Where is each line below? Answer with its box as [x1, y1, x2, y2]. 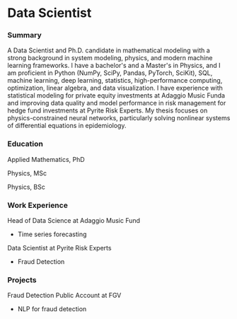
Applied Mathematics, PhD [7, 155, 85, 163]
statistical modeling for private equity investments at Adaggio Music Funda [7, 91, 225, 100]
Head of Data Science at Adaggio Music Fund [7, 216, 140, 225]
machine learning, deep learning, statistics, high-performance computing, [7, 76, 223, 85]
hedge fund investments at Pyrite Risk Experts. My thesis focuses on [7, 106, 208, 115]
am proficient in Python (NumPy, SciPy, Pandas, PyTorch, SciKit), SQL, [7, 69, 213, 77]
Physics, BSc [7, 182, 46, 191]
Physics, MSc [7, 168, 47, 178]
